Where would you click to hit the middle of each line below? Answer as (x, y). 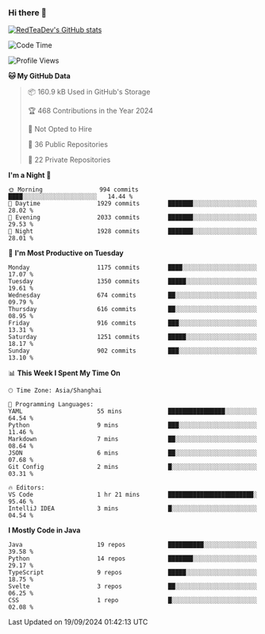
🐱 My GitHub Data (40, 76)
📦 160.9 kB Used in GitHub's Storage (89, 92)
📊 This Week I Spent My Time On (64, 373)
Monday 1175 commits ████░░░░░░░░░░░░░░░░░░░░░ (133, 268)
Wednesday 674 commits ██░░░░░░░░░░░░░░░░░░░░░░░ (133, 296)
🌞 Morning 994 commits (73, 190)
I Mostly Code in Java (44, 530)
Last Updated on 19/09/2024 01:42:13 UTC (78, 622)
